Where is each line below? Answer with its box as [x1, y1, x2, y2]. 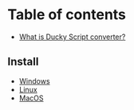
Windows [18, 76, 50, 85]
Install [7, 55, 39, 69]
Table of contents [7, 6, 127, 24]
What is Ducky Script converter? [18, 32, 126, 41]
